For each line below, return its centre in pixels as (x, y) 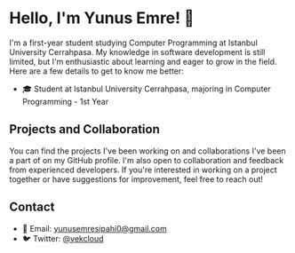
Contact (32, 207)
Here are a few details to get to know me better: (96, 71)
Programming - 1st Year (65, 101)
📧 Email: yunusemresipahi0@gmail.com (94, 228)
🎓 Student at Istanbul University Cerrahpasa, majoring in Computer (146, 89)
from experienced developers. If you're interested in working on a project (143, 170)
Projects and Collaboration (84, 129)
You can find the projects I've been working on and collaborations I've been (147, 151)
